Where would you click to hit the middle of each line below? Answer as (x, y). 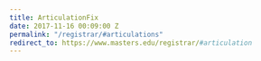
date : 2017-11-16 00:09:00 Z (64, 26)
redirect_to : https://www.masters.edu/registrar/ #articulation (131, 43)
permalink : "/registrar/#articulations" (87, 34)
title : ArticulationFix (54, 17)
